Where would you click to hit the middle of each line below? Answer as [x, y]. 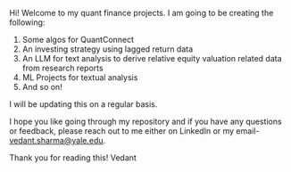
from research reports [63, 68]
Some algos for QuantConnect [78, 40]
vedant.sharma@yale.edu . [58, 140]
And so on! [42, 87]
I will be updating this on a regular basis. [83, 104]
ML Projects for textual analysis [80, 78]
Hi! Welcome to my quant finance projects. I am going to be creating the [141, 13]
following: [27, 22]
